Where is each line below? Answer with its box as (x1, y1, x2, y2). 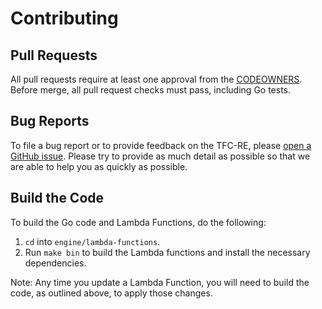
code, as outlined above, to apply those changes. (10, 287, 213, 299)
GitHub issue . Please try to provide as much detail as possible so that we (10, 150, 311, 162)
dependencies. (24, 257, 87, 269)
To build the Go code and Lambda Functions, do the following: (10, 216, 267, 228)
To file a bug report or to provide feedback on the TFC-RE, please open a (10, 139, 312, 151)
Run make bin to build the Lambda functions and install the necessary (24, 246, 311, 258)
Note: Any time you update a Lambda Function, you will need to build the (10, 276, 310, 288)
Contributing (10, 7, 119, 30)
